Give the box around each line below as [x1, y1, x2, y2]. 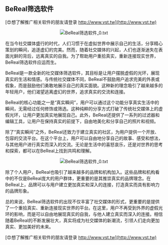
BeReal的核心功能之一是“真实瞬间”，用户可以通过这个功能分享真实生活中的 [5, 99, 159, 105]
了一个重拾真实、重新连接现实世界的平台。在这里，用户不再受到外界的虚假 [5, 205, 158, 211]
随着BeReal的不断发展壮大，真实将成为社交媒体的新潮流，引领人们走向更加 [5, 217, 160, 223]
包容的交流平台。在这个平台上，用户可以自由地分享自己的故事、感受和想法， [5, 135, 163, 141]
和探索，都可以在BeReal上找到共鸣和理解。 [5, 148, 94, 154]
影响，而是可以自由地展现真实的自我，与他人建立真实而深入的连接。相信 [13, 211, 163, 217]
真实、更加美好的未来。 [5, 223, 53, 229]
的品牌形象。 [5, 188, 31, 194]
